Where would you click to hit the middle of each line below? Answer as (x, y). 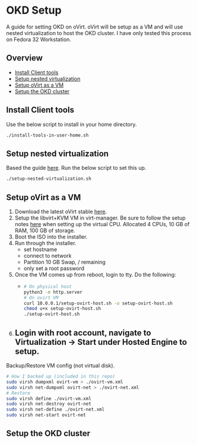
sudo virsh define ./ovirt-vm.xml (49, 398)
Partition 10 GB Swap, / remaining (64, 262)
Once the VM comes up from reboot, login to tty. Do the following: (95, 274)
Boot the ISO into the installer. (51, 237)
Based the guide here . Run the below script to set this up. (76, 168)
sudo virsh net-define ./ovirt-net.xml (55, 410)
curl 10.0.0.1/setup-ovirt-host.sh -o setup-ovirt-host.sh (98, 303)
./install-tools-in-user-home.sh (47, 135)
